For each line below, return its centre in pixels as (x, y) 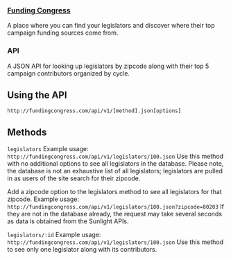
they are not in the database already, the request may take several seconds (115, 214)
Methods (27, 132)
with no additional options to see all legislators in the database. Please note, (115, 164)
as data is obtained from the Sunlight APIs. (68, 221)
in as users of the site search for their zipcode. (74, 178)
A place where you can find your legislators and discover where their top (111, 26)
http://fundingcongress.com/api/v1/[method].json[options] (94, 111)
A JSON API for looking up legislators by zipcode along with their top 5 (108, 66)
